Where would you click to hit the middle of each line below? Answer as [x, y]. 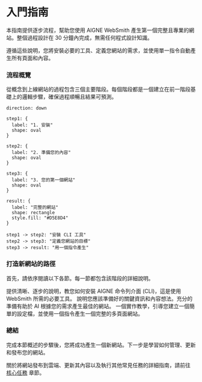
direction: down [26, 108]
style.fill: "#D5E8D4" [40, 218]
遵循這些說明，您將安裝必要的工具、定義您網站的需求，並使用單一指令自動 [98, 50]
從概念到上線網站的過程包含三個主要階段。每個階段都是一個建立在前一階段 [98, 89]
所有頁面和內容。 [32, 58]
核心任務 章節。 [26, 372]
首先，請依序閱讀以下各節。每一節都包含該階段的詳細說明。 [80, 278]
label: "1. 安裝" [32, 125]
